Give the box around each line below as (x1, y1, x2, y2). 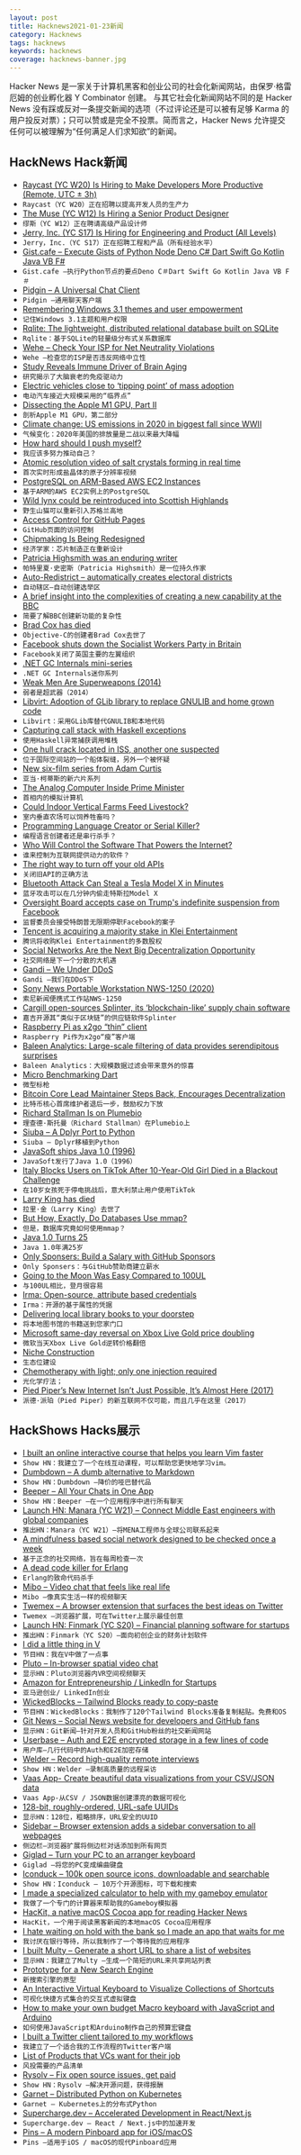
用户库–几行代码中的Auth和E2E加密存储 (22, 1745, 149, 1754)
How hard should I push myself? (22, 438, 142, 448)
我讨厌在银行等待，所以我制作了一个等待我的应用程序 (22, 1937, 190, 1946)
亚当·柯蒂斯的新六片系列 (22, 774, 101, 783)
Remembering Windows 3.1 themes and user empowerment (22, 303, 243, 314)
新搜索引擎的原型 (22, 1975, 76, 1984)
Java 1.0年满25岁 (22, 1243, 84, 1252)
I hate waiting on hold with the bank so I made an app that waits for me (22, 1925, 285, 1936)
